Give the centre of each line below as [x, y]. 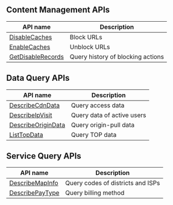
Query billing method [95, 193]
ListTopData [26, 134]
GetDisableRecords [37, 57]
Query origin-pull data [103, 125]
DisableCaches [31, 37]
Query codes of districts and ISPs [113, 183]
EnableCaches [30, 46]
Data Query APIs [38, 78]
